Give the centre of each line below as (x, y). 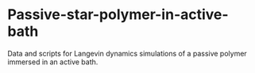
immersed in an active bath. (53, 62)
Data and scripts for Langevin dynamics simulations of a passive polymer (127, 53)
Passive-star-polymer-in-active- (118, 15)
